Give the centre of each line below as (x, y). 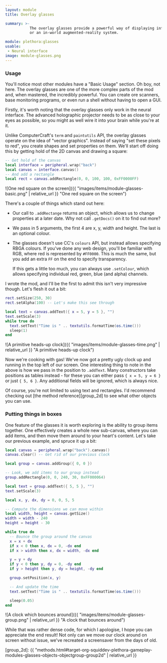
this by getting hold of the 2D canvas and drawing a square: (66, 151)
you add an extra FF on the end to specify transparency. (69, 259)
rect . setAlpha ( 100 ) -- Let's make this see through (60, 303)
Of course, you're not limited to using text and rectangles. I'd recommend (80, 391)
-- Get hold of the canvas (33, 160)
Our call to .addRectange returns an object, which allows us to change (83, 213)
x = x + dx (21, 541)
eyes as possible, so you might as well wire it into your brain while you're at (82, 120)
